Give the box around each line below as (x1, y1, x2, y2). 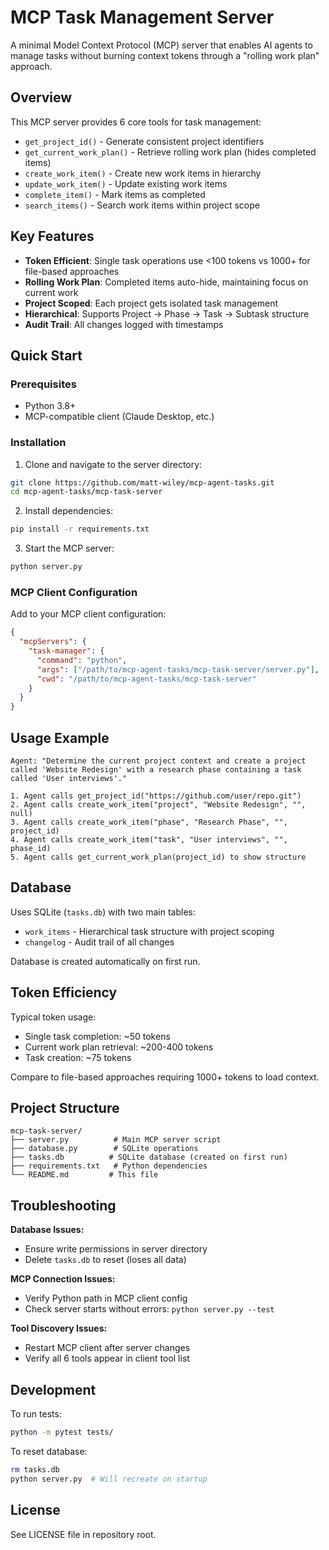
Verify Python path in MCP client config (24, 1292, 188, 1305)
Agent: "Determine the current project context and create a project (10, 756, 307, 766)
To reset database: (10, 1445, 88, 1457)
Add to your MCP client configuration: (10, 608, 167, 620)
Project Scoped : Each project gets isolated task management (24, 297, 279, 309)
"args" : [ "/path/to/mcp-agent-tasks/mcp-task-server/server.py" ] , (36, 664, 320, 675)
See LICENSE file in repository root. (10, 1528, 157, 1540)
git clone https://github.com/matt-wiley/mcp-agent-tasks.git (10, 477, 275, 488)
